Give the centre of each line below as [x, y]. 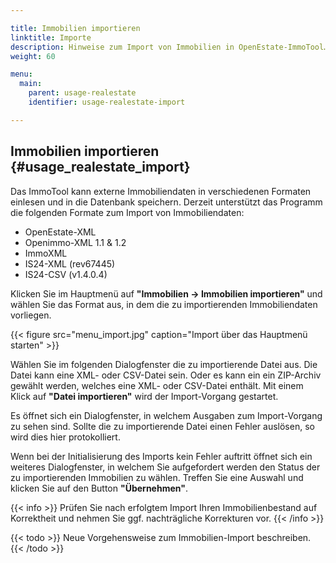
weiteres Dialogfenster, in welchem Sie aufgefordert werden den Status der [165, 467]
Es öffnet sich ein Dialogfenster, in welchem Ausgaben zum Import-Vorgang [166, 415]
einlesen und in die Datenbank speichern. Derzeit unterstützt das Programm [166, 202]
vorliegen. [31, 315]
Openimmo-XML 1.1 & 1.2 [75, 242]
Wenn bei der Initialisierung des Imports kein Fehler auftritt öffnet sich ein [161, 456]
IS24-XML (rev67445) [70, 263]
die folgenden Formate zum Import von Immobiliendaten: [127, 212]
